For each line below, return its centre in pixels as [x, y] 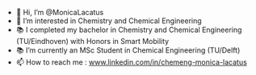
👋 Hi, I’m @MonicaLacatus [60, 12]
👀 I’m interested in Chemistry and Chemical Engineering [109, 21]
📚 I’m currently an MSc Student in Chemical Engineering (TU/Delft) [128, 50]
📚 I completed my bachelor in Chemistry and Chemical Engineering [129, 30]
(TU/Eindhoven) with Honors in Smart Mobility [92, 41]
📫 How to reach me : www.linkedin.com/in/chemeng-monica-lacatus [132, 62]
